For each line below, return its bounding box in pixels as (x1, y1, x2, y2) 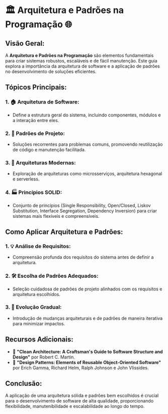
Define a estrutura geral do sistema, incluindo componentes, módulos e (12, 112, 161, 118)
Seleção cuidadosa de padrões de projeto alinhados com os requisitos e (12, 286, 162, 292)
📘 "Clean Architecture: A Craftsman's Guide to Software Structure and (12, 348, 163, 354)
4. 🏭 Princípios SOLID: (5, 189, 62, 196)
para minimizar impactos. (12, 320, 65, 326)
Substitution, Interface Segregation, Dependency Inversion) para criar (12, 208, 157, 214)
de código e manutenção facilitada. (12, 146, 86, 152)
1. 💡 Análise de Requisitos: (5, 243, 71, 250)
